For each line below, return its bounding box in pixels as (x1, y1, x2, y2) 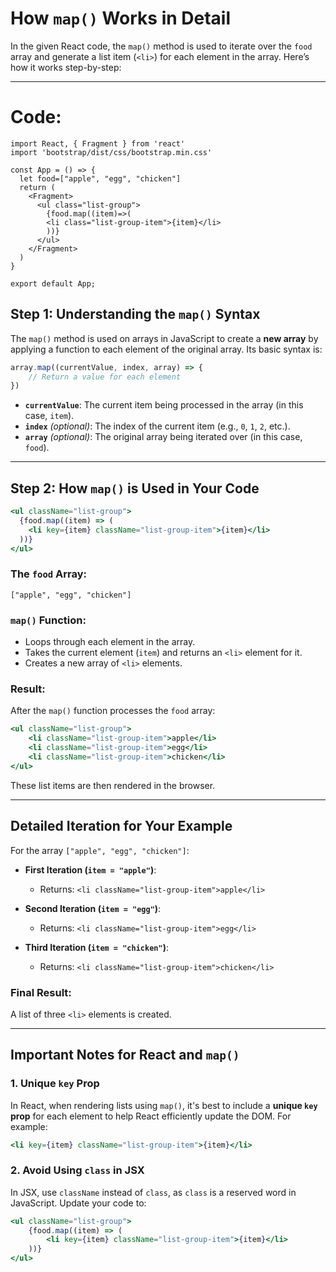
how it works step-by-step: (10, 61, 122, 73)
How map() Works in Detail (10, 7, 232, 30)
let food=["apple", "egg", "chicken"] (19, 173, 182, 184)
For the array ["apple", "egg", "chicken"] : (10, 844, 190, 856)
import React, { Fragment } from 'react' (10, 138, 186, 149)
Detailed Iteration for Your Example (10, 818, 233, 835)
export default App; (10, 278, 97, 289)
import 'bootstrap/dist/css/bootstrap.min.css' (10, 147, 213, 157)
